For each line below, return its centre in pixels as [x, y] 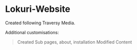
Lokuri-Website [38, 9]
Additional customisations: [32, 32]
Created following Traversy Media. [40, 23]
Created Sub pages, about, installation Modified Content [74, 42]
